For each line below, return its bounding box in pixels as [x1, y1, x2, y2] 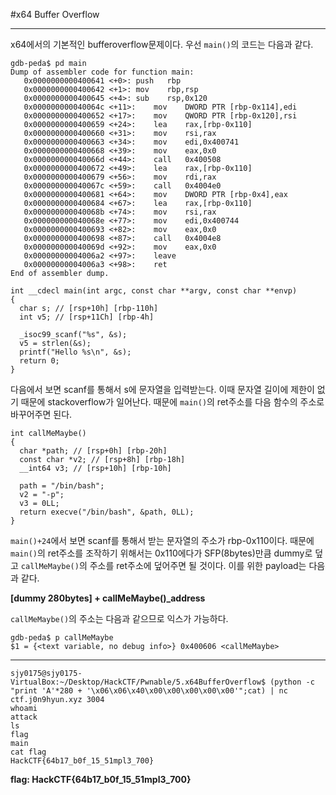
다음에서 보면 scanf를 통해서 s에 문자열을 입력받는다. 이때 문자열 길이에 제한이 [10, 384, 315, 395]
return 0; [19, 356, 60, 366]
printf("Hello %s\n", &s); [19, 347, 132, 357]
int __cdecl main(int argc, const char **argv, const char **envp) [10, 286, 298, 296]
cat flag [10, 747, 47, 757]
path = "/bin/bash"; [19, 481, 105, 491]
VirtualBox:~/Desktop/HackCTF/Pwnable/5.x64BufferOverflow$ [10, 677, 267, 687]
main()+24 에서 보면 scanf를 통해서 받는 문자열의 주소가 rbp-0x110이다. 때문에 [10, 535, 315, 546]
